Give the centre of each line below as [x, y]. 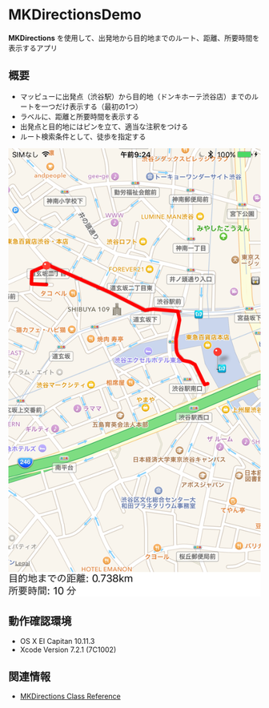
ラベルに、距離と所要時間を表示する [80, 116]
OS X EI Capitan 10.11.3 [57, 641]
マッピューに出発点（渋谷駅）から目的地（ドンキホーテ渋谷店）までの [136, 96]
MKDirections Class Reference [70, 696]
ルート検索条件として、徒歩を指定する [83, 136]
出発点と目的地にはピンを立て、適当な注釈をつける [104, 127]
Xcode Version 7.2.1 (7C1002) [68, 650]
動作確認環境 [40, 621]
